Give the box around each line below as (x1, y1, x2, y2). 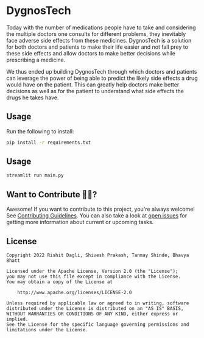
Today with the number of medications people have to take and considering (6, 24, 196, 31)
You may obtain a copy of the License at (6, 278, 113, 285)
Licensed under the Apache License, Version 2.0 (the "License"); (6, 268, 178, 274)
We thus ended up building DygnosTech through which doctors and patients (6, 68, 197, 75)
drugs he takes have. (6, 94, 59, 101)
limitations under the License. (6, 326, 88, 333)
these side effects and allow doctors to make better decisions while (6, 49, 175, 57)
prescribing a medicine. (6, 56, 66, 63)
